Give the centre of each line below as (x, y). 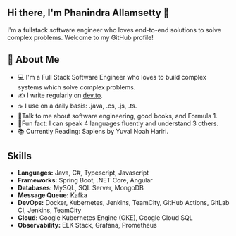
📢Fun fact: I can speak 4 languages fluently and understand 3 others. (118, 123)
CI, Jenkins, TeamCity (49, 210)
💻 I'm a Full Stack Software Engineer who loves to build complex (112, 77)
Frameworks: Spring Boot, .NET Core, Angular (85, 180)
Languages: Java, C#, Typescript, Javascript (83, 173)
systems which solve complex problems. (76, 87)
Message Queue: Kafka (52, 195)
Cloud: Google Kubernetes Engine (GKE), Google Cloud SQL (105, 218)
